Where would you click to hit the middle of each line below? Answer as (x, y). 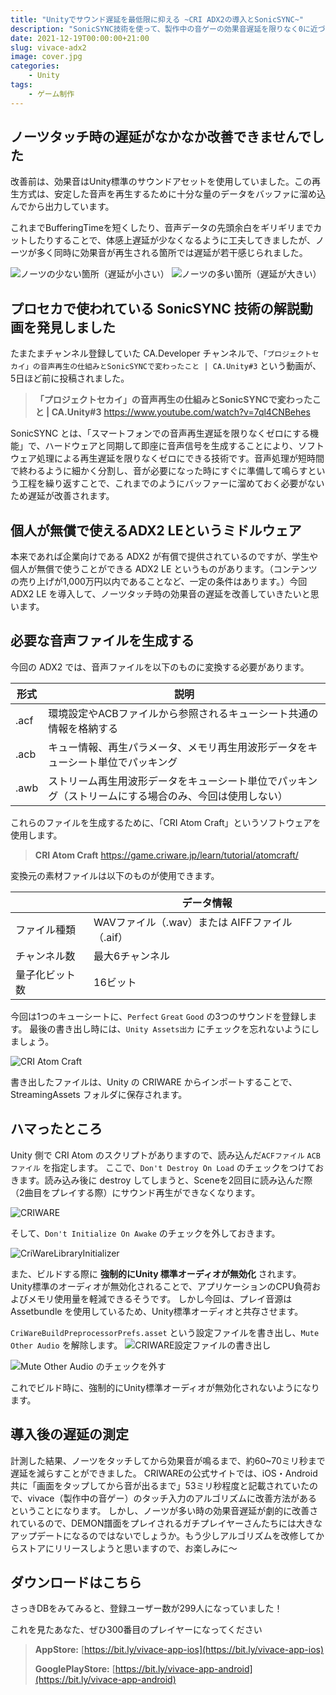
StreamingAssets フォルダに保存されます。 (99, 1094)
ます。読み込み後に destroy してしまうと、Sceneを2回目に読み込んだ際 (165, 1180)
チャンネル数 (45, 956)
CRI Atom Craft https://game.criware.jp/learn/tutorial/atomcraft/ (166, 855)
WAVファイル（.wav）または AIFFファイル (193, 922)
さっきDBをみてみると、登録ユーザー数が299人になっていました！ (146, 1608)
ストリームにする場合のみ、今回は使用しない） (178, 796)
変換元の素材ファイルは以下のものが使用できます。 (115, 875)
